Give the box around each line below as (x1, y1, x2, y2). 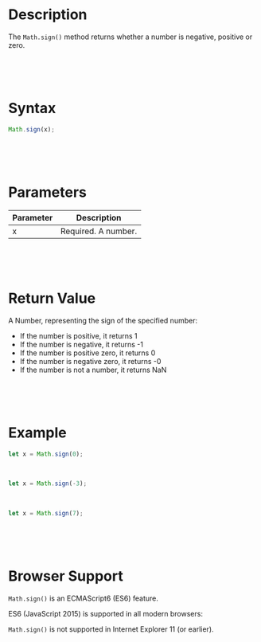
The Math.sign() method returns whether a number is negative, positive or (8, 32, 253, 41)
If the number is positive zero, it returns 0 (19, 348, 156, 358)
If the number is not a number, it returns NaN (19, 365, 167, 374)
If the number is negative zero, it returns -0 (19, 356, 162, 366)
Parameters (8, 183, 88, 201)
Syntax (8, 100, 56, 117)
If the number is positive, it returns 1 (19, 331, 138, 340)
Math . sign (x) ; (8, 125, 56, 133)
